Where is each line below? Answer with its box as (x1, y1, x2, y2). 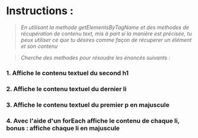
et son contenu (20, 43, 58, 50)
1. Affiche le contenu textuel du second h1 (6, 69, 129, 77)
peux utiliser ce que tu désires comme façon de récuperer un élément (20, 36, 192, 43)
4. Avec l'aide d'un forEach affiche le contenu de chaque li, (6, 117, 180, 125)
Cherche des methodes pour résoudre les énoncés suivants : (20, 54, 171, 61)
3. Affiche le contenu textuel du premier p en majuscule (6, 101, 169, 109)
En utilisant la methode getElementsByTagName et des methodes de (20, 24, 189, 31)
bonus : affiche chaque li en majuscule (6, 124, 120, 132)
